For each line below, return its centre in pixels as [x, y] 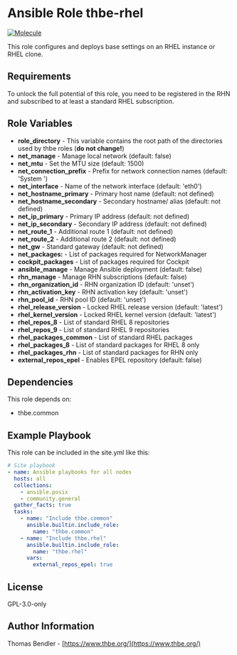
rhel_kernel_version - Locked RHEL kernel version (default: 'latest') [117, 314]
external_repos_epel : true [73, 565]
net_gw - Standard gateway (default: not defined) [90, 246]
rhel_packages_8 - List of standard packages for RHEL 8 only [109, 345]
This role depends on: [39, 399]
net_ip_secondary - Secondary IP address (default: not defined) [112, 224]
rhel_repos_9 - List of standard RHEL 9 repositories [93, 329]
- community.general [51, 499]
